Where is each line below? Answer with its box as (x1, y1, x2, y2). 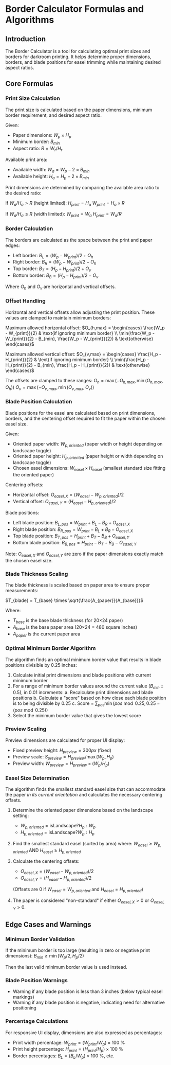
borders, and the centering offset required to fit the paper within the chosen (5, 415, 166, 421)
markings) (12, 994, 34, 1000)
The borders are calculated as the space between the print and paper (5, 237, 153, 243)
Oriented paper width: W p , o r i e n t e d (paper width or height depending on (12, 440, 163, 448)
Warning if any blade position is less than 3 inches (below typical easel (12, 988, 163, 995)
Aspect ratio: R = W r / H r (12, 145, 63, 153)
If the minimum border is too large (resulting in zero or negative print (5, 947, 150, 953)
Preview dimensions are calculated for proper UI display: (5, 737, 125, 743)
